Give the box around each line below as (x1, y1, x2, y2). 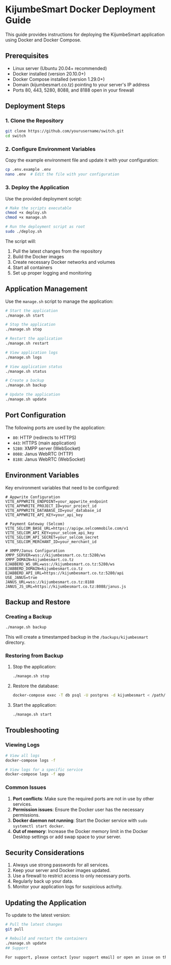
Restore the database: (12, 683, 60, 689)
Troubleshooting (5, 726, 60, 735)
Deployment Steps (5, 102, 65, 110)
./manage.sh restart (5, 341, 49, 346)
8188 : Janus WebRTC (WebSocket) (12, 456, 85, 462)
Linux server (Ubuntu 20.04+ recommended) (12, 65, 107, 71)
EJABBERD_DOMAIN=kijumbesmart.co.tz (5, 566, 83, 571)
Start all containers (12, 264, 52, 271)
